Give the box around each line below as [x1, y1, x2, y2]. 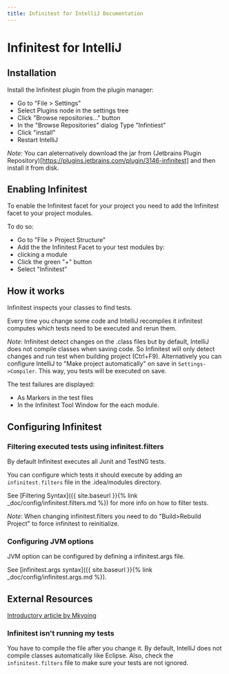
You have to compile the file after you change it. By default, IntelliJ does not [7, 644, 222, 653]
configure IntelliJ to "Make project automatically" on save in [7, 359, 177, 368]
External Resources [7, 593, 93, 604]
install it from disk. [7, 163, 60, 172]
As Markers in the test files [17, 394, 94, 402]
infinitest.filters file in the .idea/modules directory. [7, 477, 162, 486]
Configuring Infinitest [7, 421, 102, 433]
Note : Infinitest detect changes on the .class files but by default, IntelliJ [7, 337, 209, 346]
